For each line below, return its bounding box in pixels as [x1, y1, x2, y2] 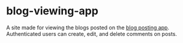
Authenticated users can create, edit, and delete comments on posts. [6, 30, 177, 37]
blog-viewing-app [6, 4, 99, 18]
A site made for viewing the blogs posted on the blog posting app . [6, 24, 170, 31]
